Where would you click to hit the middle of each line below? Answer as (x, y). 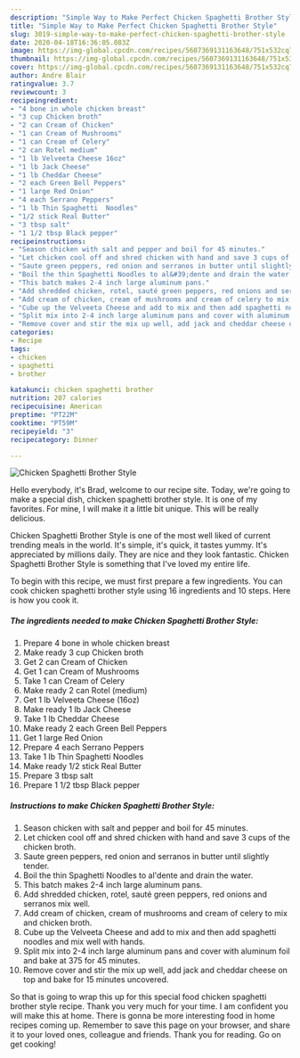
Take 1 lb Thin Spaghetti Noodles (83, 757)
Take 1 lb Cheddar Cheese (71, 719)
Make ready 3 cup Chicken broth (83, 652)
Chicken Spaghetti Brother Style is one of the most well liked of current (140, 536)
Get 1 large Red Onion (63, 738)
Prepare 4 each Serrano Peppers (84, 747)
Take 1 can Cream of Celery (74, 681)
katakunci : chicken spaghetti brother (82, 390)
